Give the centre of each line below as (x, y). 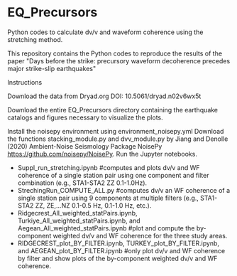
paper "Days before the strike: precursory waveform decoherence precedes (119, 60)
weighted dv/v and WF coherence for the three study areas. (140, 235)
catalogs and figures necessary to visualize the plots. (85, 117)
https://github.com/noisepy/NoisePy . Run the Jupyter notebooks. (102, 154)
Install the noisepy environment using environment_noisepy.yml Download (116, 131)
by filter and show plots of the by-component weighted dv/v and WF (117, 258)
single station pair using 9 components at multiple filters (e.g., (108, 198)
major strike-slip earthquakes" (52, 68)
